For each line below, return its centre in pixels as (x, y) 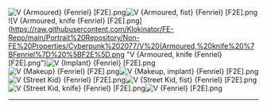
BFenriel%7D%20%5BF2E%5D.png (66, 54)
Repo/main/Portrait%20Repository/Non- (74, 37)
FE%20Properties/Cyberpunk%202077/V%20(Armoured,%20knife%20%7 (132, 46)
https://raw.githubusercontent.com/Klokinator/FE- (92, 29)
